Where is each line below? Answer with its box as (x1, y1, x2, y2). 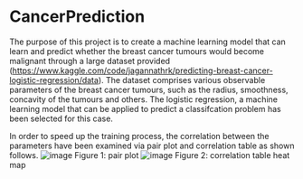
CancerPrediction (9, 6, 146, 27)
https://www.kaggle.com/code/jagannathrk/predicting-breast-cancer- (12, 65, 273, 76)
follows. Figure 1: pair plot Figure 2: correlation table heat (9, 149, 290, 160)
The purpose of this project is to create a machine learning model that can (9, 36, 287, 47)
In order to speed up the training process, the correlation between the (9, 130, 270, 141)
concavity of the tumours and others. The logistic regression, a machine (9, 93, 279, 105)
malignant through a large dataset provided (9, 55, 170, 66)
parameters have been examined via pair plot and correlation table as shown (9, 140, 295, 151)
